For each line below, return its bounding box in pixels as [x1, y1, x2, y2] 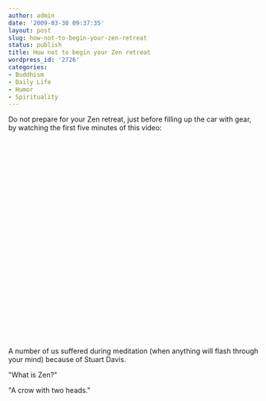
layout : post [8, 26, 52, 34]
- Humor [8, 85, 34, 94]
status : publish [8, 41, 62, 49]
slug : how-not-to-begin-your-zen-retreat [8, 33, 148, 42]
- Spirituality [8, 93, 59, 101]
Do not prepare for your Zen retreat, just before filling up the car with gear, [8, 114, 252, 124]
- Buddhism [8, 71, 44, 79]
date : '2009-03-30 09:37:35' [8, 19, 105, 27]
